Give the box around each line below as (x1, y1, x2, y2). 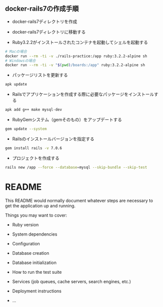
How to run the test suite (12, 269, 62, 275)
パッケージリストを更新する (12, 72, 68, 78)
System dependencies (12, 231, 58, 237)
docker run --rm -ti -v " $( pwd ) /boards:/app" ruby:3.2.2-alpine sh (5, 63, 145, 67)
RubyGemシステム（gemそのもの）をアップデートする (12, 117, 122, 123)
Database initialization (12, 260, 57, 265)
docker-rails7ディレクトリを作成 (12, 19, 77, 24)
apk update (5, 82, 27, 87)
